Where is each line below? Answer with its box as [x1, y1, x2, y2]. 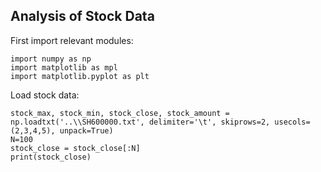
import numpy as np [10, 54, 92, 64]
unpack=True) [59, 125, 114, 136]
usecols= [274, 117, 311, 127]
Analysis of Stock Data [10, 8, 155, 25]
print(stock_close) [10, 152, 92, 162]
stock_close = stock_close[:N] [10, 143, 141, 153]
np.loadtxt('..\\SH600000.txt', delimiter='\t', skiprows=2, [10, 117, 271, 127]
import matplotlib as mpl [10, 62, 118, 73]
